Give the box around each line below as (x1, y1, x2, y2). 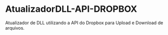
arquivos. (5, 25, 25, 31)
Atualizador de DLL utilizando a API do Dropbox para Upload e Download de (5, 20, 163, 26)
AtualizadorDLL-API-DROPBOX (5, 3, 138, 15)
